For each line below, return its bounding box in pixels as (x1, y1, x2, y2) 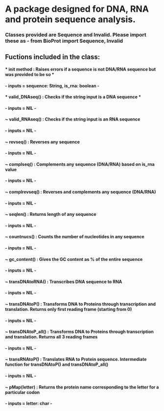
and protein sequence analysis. (5, 14, 136, 25)
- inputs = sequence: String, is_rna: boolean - (5, 82, 99, 89)
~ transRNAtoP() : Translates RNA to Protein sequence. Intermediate (5, 357, 147, 362)
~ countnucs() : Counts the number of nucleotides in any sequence (5, 234, 144, 240)
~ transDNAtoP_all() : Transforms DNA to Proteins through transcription (5, 329, 154, 334)
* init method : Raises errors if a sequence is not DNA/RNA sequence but (5, 66, 156, 72)
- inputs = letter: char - (5, 401, 52, 407)
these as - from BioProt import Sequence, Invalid (5, 38, 123, 45)
